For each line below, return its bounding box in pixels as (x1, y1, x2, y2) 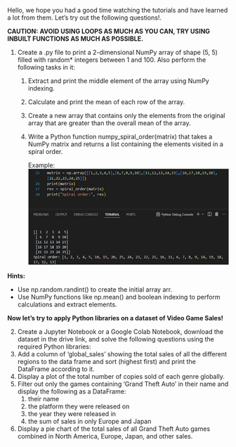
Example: (27, 161, 55, 169)
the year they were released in (27, 410, 117, 418)
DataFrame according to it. (17, 365, 95, 373)
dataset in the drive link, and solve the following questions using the (17, 335, 214, 344)
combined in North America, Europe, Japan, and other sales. (17, 432, 193, 441)
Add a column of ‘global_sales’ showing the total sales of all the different (17, 350, 227, 358)
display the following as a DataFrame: (17, 387, 126, 396)
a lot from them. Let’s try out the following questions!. (7, 13, 162, 22)
